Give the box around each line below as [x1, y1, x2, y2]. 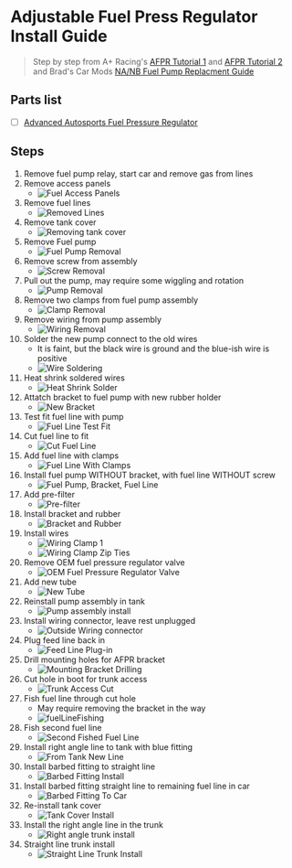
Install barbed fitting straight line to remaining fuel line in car [23, 780, 250, 791]
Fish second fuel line [23, 722, 102, 733]
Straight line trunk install [23, 839, 115, 850]
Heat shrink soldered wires [23, 372, 126, 383]
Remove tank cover [23, 217, 97, 228]
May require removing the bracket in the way [36, 702, 206, 713]
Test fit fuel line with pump [23, 411, 124, 422]
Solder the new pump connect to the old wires [23, 333, 198, 344]
